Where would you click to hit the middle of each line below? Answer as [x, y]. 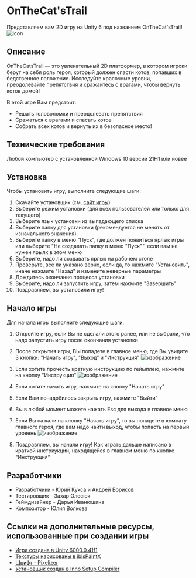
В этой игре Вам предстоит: [42, 102]
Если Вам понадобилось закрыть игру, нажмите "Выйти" [87, 398]
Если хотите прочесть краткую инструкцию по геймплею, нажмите [100, 369]
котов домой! [23, 91]
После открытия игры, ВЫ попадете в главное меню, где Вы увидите [102, 351]
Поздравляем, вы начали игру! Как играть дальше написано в [93, 445]
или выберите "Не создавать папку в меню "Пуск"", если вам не [96, 246]
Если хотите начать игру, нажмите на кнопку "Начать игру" [90, 387]
